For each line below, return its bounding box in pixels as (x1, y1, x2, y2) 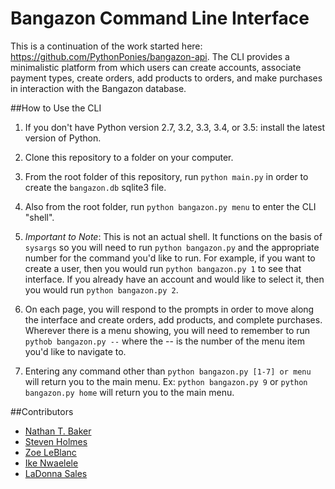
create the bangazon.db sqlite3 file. (24, 181, 167, 193)
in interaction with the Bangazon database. (10, 82, 187, 94)
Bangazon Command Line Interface (10, 7, 310, 30)
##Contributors (10, 405, 74, 417)
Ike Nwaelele (24, 457, 79, 469)
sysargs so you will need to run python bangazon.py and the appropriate (24, 241, 320, 253)
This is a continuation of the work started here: (10, 40, 203, 52)
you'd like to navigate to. (24, 345, 127, 357)
